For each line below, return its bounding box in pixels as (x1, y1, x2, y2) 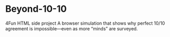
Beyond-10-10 (5, 3, 67, 15)
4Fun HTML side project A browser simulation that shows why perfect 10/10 (5, 20, 165, 26)
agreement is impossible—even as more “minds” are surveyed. (5, 25, 138, 31)
